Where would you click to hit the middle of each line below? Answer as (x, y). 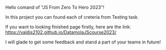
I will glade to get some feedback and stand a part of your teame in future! (83, 42)
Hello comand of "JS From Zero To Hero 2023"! (55, 7)
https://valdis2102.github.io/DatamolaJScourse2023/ (61, 32)
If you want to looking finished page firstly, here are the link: (68, 27)
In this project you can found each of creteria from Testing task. (72, 17)
